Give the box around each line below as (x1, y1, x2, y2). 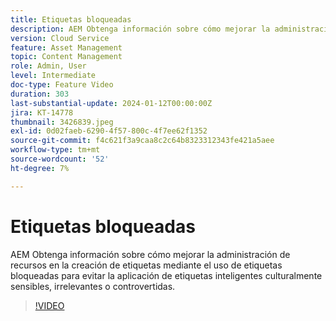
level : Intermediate (10, 71, 97, 81)
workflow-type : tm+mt (10, 145, 101, 155)
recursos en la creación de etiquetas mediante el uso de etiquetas (10, 259, 283, 271)
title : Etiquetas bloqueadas (10, 14, 132, 25)
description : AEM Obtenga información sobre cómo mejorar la (10, 24, 271, 34)
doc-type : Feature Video (10, 80, 114, 90)
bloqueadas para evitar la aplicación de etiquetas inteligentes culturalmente (10, 269, 323, 281)
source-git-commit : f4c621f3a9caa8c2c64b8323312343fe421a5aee (10, 136, 275, 146)
